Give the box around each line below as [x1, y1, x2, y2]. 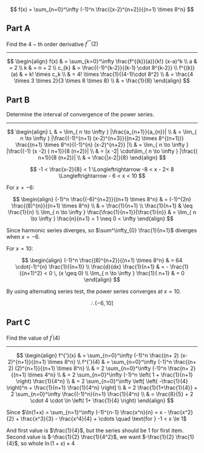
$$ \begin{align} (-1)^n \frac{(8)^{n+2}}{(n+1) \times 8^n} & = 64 [21, 257, 183, 264]
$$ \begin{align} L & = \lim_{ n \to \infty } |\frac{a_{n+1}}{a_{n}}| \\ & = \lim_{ [7, 128, 197, 136]
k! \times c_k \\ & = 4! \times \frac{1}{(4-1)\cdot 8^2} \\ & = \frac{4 [29, 70, 194, 78]
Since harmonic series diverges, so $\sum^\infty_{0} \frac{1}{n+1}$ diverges [6, 227, 197, 234]
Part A [6, 23, 30, 33]
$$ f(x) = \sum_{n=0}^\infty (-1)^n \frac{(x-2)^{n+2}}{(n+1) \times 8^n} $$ [10, 6, 194, 13]
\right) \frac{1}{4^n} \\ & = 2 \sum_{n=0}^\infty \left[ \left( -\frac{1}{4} [16, 377, 188, 384]
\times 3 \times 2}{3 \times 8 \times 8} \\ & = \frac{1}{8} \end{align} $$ [14, 77, 190, 84]
